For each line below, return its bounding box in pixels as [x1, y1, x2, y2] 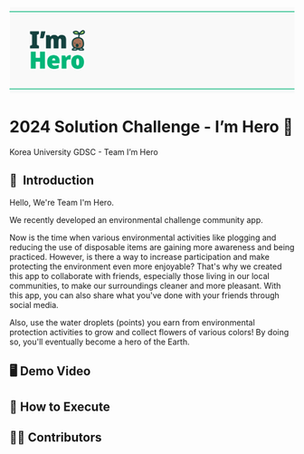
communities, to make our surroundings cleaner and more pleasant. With [9, 280, 281, 291]
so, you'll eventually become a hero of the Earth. [9, 336, 190, 347]
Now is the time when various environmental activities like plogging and [9, 232, 277, 243]
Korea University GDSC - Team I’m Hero [9, 147, 158, 158]
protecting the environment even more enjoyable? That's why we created [9, 261, 282, 272]
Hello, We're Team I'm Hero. [9, 197, 115, 208]
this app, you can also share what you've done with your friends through [9, 289, 280, 301]
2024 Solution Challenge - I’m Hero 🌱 [9, 117, 294, 138]
